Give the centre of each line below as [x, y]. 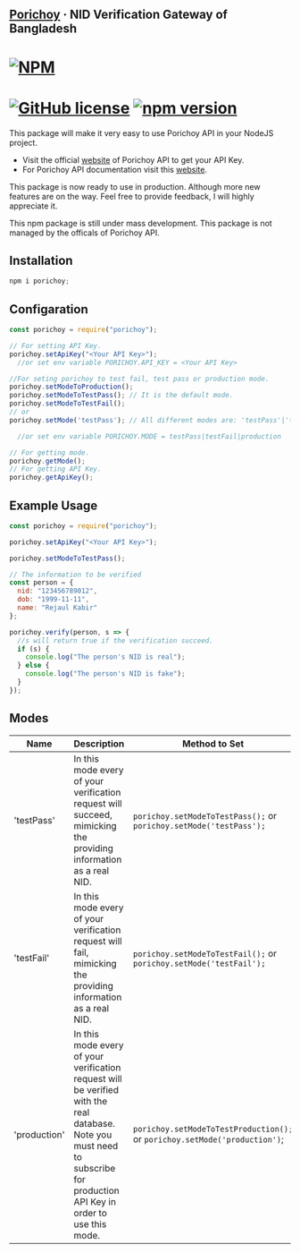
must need [96, 1146]
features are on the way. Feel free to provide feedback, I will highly [132, 196]
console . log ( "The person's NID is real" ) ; [105, 657]
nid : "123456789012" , [58, 591]
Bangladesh [43, 29]
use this [90, 1223]
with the [91, 1101]
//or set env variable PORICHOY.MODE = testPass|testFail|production [149, 436]
